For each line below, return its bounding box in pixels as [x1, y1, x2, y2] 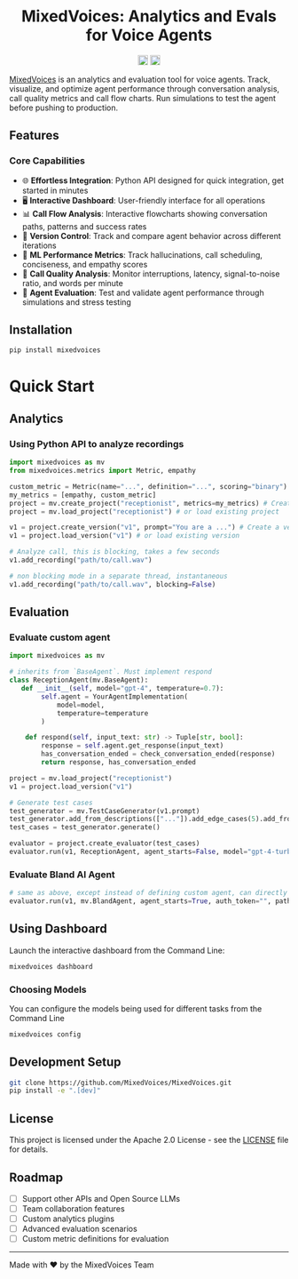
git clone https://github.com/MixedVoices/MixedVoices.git [9, 1078, 232, 1087]
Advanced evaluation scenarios [21, 1224, 137, 1235]
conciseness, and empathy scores [21, 259, 148, 269]
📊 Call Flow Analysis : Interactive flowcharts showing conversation [21, 208, 268, 219]
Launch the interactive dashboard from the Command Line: [9, 945, 225, 955]
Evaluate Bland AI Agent [9, 868, 115, 881]
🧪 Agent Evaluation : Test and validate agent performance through [21, 287, 264, 298]
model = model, [56, 700, 105, 709]
